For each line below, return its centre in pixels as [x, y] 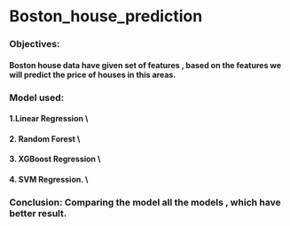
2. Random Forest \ [45, 138]
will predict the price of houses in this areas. [93, 74]
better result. [38, 213]
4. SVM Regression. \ [49, 179]
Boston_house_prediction [106, 16]
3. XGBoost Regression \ [55, 159]
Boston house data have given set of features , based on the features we [145, 65]
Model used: [37, 97]
